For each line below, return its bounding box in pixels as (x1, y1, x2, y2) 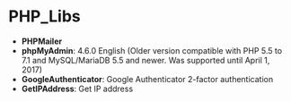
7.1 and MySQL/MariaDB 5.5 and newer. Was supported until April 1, (21, 55, 270, 65)
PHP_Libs (8, 6, 82, 27)
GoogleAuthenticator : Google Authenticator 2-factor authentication (21, 73, 274, 84)
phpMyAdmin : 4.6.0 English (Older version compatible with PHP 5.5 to (21, 45, 283, 55)
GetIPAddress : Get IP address (21, 83, 134, 94)
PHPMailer (21, 36, 63, 46)
